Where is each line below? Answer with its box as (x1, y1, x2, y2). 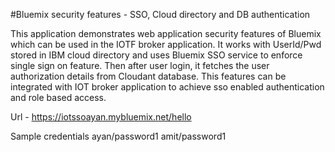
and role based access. (10, 92, 107, 103)
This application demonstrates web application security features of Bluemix (10, 28, 322, 39)
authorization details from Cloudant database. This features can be (10, 70, 287, 82)
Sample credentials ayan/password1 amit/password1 (10, 130, 227, 142)
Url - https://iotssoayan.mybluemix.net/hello (10, 111, 192, 123)
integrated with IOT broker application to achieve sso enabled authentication (10, 81, 325, 93)
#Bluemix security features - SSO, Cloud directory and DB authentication (10, 9, 311, 20)
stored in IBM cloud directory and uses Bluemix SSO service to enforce (10, 49, 303, 61)
